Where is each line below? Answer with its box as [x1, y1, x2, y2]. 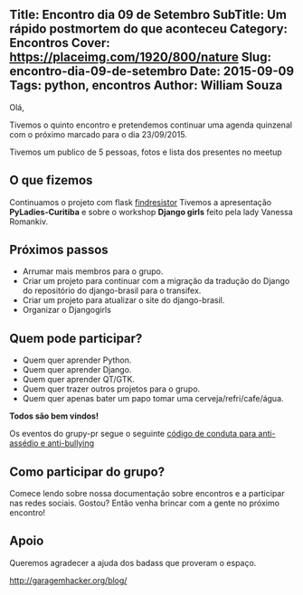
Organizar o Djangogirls [22, 305, 111, 316]
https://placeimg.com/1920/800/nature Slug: [9, 50, 271, 65]
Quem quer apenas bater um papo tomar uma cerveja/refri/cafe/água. [22, 393, 284, 404]
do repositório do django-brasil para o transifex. [22, 285, 202, 297]
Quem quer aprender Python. [22, 354, 132, 365]
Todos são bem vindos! [9, 411, 99, 421]
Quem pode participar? [9, 330, 143, 346]
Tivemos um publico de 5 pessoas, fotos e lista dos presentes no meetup [9, 146, 282, 157]
